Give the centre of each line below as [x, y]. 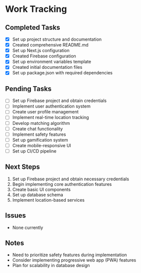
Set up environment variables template [52, 62]
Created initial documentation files [47, 67]
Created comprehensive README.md [50, 45]
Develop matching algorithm [41, 123]
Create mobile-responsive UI [42, 145]
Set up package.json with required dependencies [62, 73]
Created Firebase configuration [44, 56]
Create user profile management [46, 112]
